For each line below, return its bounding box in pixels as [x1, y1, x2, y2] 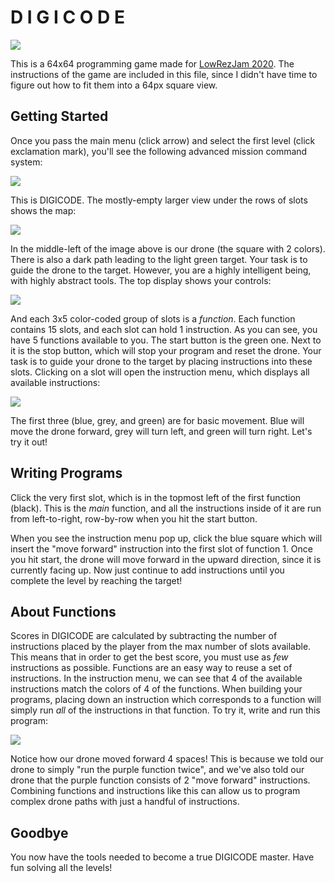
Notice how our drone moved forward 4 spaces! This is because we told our [10, 753, 324, 765]
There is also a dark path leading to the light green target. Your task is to [10, 253, 308, 265]
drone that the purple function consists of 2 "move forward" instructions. [10, 774, 311, 786]
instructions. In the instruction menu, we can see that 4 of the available [10, 672, 303, 685]
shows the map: [10, 204, 77, 216]
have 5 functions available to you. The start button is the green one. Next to [10, 334, 322, 346]
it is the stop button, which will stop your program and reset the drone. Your [10, 344, 322, 356]
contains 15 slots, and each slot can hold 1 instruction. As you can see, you [10, 323, 318, 335]
